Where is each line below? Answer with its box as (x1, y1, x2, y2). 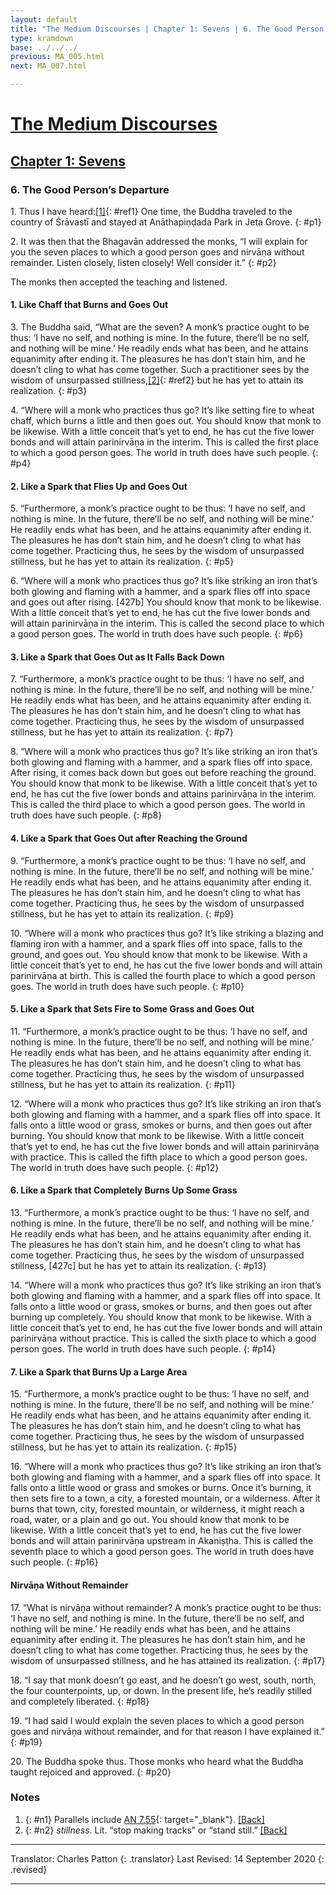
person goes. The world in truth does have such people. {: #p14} (10, 1343, 277, 1355)
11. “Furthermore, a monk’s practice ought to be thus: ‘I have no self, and (10, 1025, 308, 1037)
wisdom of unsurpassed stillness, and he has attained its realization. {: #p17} (10, 1654, 326, 1666)
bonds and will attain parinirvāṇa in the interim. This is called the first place (10, 436, 319, 448)
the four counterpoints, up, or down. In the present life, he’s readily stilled (10, 1684, 312, 1696)
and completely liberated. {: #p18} (10, 1695, 150, 1707)
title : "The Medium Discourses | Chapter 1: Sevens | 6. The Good (10, 24, 293, 34)
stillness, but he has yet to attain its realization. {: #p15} (10, 1441, 238, 1453)
